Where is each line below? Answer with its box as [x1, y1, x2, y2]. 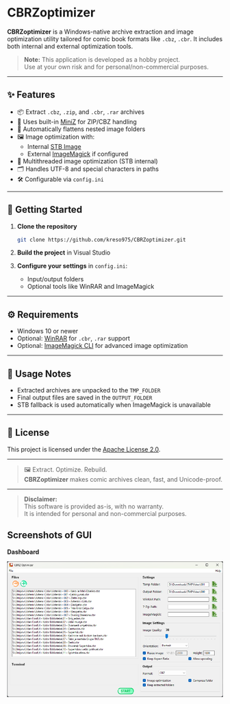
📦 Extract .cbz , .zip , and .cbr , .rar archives [16, 108, 145, 116]
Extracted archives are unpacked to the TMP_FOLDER [16, 386, 161, 395]
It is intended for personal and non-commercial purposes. [23, 509, 187, 517]
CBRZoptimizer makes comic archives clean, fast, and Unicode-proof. [23, 475, 222, 483]
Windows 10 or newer [16, 327, 79, 336]
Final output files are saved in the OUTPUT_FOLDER [16, 393, 153, 402]
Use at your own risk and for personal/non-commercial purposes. [23, 62, 209, 71]
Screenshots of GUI [7, 530, 92, 541]
